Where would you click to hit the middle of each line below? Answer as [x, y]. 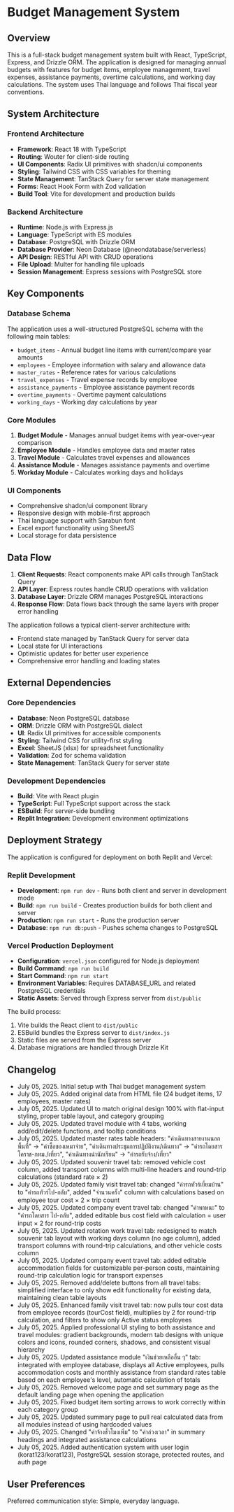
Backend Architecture [45, 212]
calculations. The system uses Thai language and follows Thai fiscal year [112, 84]
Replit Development [41, 875]
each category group [47, 1410]
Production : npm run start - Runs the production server [98, 920]
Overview [29, 38]
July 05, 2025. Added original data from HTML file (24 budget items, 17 [120, 1094]
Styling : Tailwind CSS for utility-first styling [79, 740]
